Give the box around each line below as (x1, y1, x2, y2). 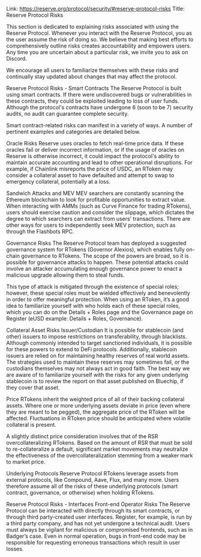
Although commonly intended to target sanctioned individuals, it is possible (6, 339, 192, 346)
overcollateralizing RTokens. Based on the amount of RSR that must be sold (6, 439, 193, 446)
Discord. (6, 55, 27, 62)
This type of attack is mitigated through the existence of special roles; (6, 283, 179, 290)
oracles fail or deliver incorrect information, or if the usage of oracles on (6, 146, 185, 153)
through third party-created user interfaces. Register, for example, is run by (6, 513, 193, 520)
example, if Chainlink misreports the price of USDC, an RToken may (6, 165, 173, 172)
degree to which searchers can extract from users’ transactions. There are (6, 215, 191, 222)
